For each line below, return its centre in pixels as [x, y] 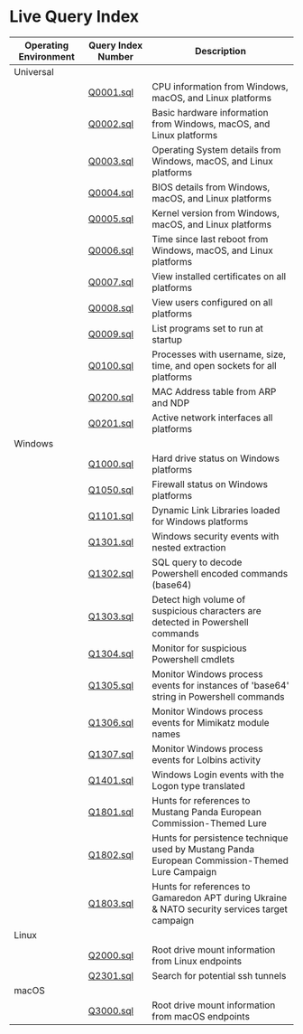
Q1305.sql [110, 685]
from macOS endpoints [201, 1016]
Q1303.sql [110, 616]
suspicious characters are [207, 610]
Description [220, 51]
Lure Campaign [184, 871]
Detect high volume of [199, 599]
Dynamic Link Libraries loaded [216, 510]
